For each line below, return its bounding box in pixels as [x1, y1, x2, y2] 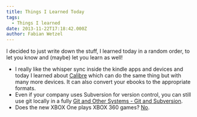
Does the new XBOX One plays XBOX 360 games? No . [14, 104, 150, 111]
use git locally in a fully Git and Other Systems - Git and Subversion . [14, 97, 183, 105]
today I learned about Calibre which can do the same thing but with [14, 72, 181, 79]
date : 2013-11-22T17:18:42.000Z [6, 25, 87, 32]
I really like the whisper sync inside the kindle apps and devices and [14, 65, 183, 73]
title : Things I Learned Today [6, 8, 85, 15]
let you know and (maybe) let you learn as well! [6, 54, 123, 61]
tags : [6, 14, 20, 20]
